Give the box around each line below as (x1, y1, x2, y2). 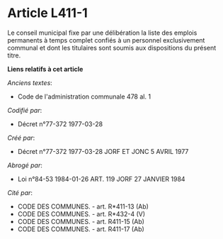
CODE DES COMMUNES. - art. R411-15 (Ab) (17, 217, 145, 226)
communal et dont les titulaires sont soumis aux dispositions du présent (7, 43, 217, 52)
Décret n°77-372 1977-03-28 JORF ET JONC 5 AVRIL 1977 (17, 147, 189, 155)
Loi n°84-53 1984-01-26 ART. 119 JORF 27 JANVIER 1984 (17, 174, 185, 183)
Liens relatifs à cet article (7, 65, 84, 73)
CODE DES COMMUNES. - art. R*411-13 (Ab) (17, 202, 149, 211)
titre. (7, 51, 21, 60)
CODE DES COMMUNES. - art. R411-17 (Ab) (17, 225, 145, 233)
